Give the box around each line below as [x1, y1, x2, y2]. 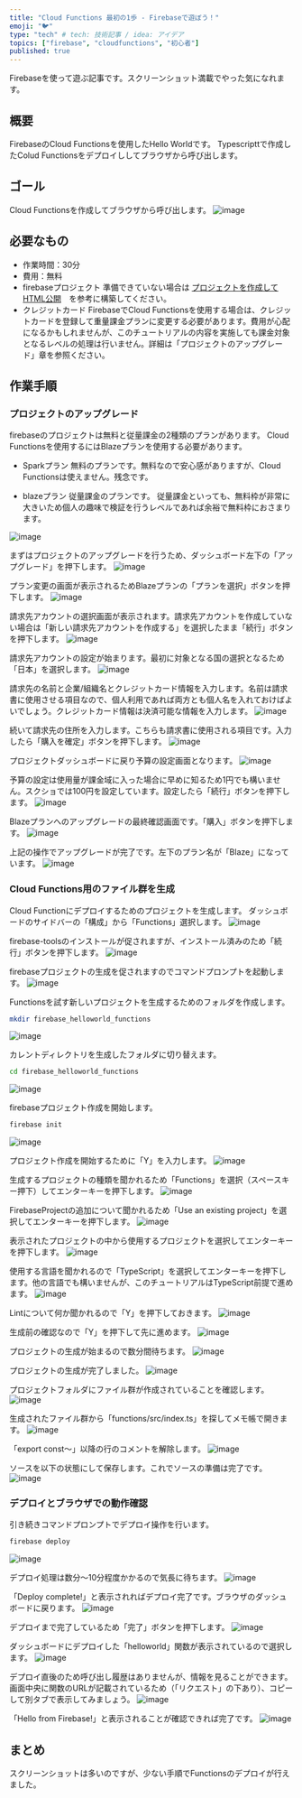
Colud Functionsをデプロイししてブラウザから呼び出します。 [16, 150, 243, 161]
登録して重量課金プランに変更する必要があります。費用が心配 [61, 315, 290, 326]
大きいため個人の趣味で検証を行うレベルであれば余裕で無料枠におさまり [22, 502, 291, 513]
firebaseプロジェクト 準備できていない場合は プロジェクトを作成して [22, 282, 279, 292]
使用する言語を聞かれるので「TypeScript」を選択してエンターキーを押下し [9, 1265, 287, 1277]
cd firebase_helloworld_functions [9, 1067, 140, 1077]
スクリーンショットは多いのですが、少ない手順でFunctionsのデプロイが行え [9, 1768, 290, 1779]
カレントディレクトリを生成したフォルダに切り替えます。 [9, 1049, 222, 1061]
